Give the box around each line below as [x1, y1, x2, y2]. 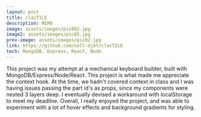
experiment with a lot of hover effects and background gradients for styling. [6, 104, 196, 111]
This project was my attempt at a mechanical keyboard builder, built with [6, 65, 188, 72]
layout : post [6, 8, 39, 15]
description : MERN [6, 20, 53, 26]
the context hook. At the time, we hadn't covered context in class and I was [6, 78, 194, 85]
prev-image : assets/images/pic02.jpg [6, 37, 102, 43]
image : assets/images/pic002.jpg [6, 25, 91, 32]
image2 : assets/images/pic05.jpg [6, 32, 91, 38]
